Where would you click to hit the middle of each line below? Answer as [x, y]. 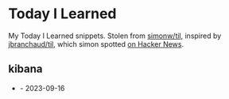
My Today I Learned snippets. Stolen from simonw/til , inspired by [115, 36]
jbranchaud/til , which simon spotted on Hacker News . [96, 44]
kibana [25, 69]
